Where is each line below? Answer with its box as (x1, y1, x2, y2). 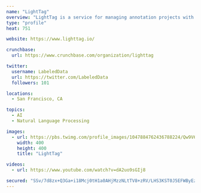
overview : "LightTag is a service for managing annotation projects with (6, 14, 194, 20)
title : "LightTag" (17, 151, 63, 157)
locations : (6, 91, 33, 96)
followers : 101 (11, 80, 50, 86)
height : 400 (17, 145, 47, 151)
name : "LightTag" (6, 8, 50, 15)
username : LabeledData (11, 69, 68, 74)
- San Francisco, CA (11, 96, 63, 102)
